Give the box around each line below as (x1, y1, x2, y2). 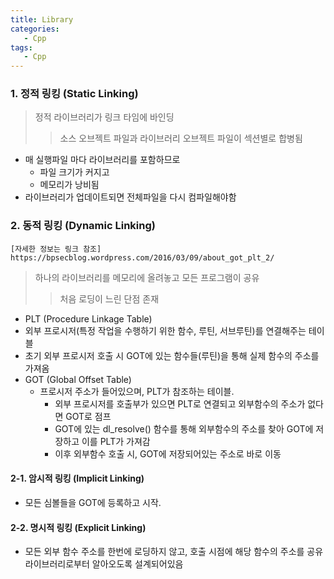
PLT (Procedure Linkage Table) (24, 312, 153, 325)
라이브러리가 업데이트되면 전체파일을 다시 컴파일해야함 (24, 191, 237, 203)
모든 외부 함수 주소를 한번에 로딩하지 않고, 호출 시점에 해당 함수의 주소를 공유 (24, 546, 324, 558)
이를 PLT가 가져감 (81, 435, 151, 447)
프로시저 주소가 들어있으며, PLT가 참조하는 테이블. (39, 385, 235, 397)
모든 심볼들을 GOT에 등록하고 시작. (24, 496, 162, 508)
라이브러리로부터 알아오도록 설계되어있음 (24, 558, 184, 570)
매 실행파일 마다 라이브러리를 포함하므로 (24, 154, 181, 166)
